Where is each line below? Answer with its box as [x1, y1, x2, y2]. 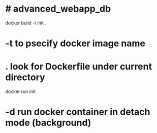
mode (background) [5, 117, 91, 128]
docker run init [5, 88, 36, 94]
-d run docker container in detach [5, 106, 150, 118]
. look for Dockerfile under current [5, 61, 152, 73]
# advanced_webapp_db [5, 3, 111, 15]
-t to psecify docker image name [5, 38, 146, 49]
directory [5, 72, 45, 83]
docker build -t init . [5, 20, 47, 26]
